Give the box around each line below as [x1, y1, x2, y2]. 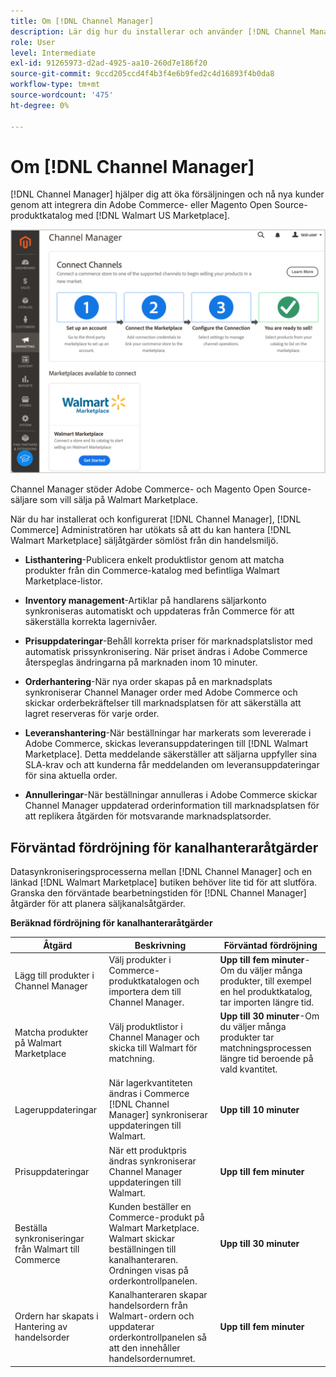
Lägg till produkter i [14, 970, 95, 982]
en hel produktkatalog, [219, 985, 313, 997]
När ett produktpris [108, 1144, 187, 1156]
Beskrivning [134, 939, 187, 951]
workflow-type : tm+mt [10, 80, 101, 90]
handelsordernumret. [108, 1353, 196, 1365]
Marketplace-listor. [24, 575, 103, 587]
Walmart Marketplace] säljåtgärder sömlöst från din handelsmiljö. [10, 535, 279, 547]
